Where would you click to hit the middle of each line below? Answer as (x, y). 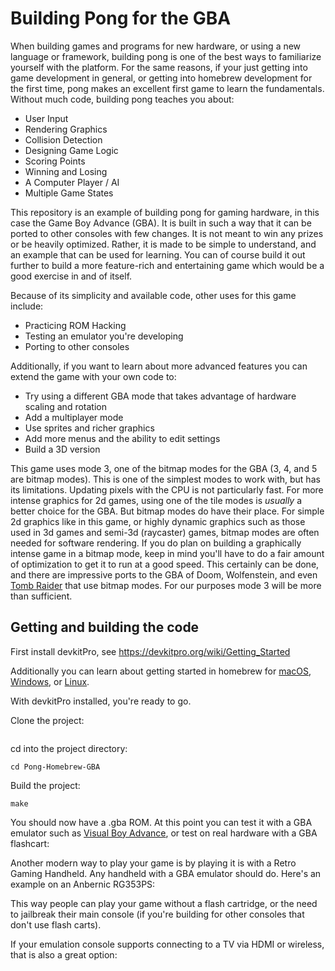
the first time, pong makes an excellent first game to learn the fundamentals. (167, 88)
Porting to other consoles (77, 346)
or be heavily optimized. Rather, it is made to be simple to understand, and (163, 244)
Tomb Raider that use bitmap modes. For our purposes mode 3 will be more (166, 585)
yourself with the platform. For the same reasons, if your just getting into (159, 67)
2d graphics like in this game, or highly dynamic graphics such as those (158, 521)
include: (27, 306)
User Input (46, 118)
